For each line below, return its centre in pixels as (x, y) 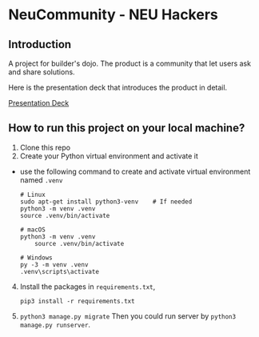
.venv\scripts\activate (60, 271)
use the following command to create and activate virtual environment (135, 171)
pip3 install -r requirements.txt (77, 301)
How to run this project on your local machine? (127, 128)
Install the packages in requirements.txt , (88, 287)
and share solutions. (42, 72)
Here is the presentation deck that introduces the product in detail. (118, 87)
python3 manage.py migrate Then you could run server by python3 (128, 316)
